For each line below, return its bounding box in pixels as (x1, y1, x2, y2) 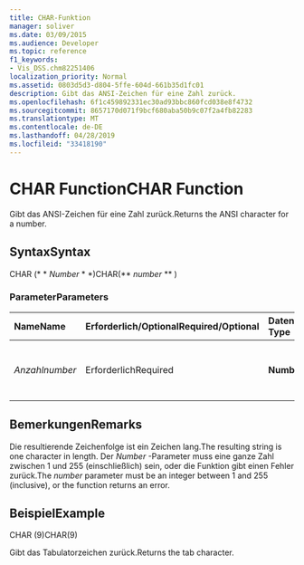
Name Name (14, 320, 66, 332)
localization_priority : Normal (9, 72, 128, 81)
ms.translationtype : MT (9, 114, 100, 123)
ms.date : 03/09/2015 (9, 30, 88, 39)
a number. (9, 218, 47, 229)
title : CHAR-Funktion (9, 13, 91, 23)
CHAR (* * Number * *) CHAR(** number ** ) (9, 268, 178, 279)
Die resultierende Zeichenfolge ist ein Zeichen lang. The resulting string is (9, 441, 282, 452)
